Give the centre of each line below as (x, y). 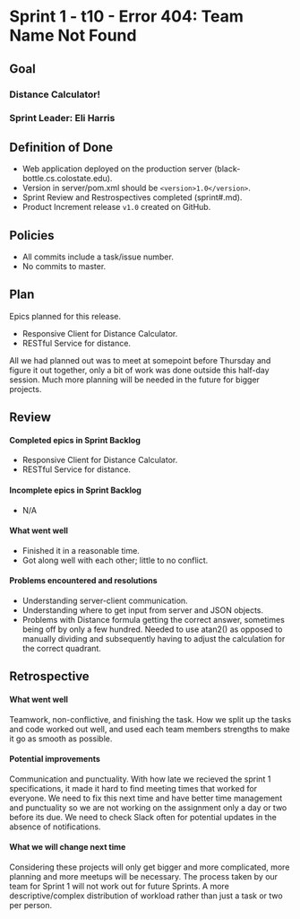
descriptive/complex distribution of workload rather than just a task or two (146, 896)
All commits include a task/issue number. (98, 257)
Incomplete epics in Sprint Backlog (75, 490)
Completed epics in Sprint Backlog (75, 440)
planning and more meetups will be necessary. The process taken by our (144, 877)
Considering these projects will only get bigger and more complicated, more (150, 867)
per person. (31, 906)
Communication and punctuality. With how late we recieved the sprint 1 (140, 779)
